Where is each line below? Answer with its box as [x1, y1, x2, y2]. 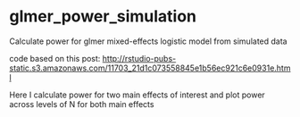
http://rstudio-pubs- [102, 53, 177, 63]
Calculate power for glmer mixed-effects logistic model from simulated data [9, 36, 287, 46]
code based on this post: [9, 53, 101, 63]
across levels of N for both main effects [9, 98, 154, 109]
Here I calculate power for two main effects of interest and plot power [9, 89, 265, 100]
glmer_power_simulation [9, 6, 197, 27]
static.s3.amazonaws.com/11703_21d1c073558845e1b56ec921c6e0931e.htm [9, 63, 291, 73]
